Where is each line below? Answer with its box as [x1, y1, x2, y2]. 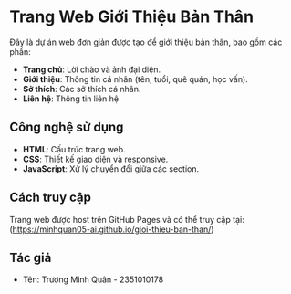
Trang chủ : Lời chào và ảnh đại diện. [22, 64, 161, 75]
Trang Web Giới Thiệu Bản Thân [9, 6, 254, 27]
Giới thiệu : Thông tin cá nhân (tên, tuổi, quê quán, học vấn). [22, 73, 248, 84]
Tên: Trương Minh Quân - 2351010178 [22, 274, 164, 285]
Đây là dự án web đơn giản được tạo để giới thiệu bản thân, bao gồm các [9, 37, 283, 47]
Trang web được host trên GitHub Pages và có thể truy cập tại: [9, 214, 244, 225]
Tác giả [9, 249, 52, 266]
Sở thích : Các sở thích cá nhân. [22, 83, 141, 94]
